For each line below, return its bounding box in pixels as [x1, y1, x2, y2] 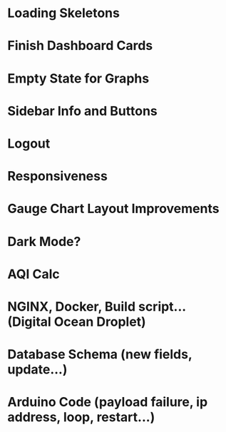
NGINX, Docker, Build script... [7, 298, 187, 314]
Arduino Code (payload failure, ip [7, 394, 208, 411]
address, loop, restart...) [7, 409, 155, 426]
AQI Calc [7, 266, 61, 282]
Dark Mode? [7, 233, 81, 250]
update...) [7, 361, 68, 378]
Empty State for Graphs [7, 70, 150, 86]
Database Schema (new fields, [7, 346, 192, 363]
